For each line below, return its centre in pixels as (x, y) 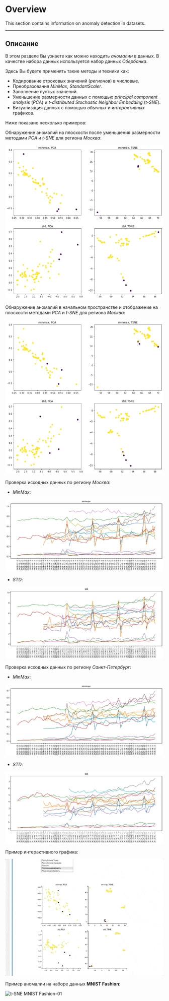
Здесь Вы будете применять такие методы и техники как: (67, 71)
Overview (26, 9)
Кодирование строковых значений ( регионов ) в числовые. (76, 81)
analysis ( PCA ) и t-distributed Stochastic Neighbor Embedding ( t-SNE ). (87, 102)
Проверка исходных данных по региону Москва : (58, 483)
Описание (22, 44)
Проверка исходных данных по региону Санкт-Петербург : (68, 667)
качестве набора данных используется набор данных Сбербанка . (76, 61)
